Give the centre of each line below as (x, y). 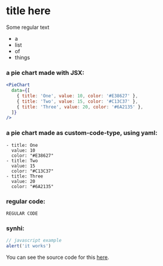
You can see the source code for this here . (58, 257)
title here (29, 11)
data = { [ (21, 91)
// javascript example (34, 241)
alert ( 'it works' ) (29, 246)
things (22, 57)
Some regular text (28, 27)
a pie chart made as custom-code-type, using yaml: (82, 133)
